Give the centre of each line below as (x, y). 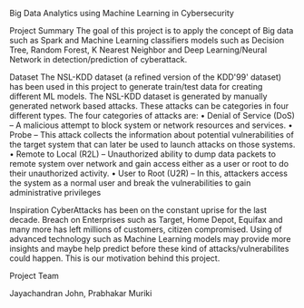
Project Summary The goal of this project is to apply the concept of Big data (152, 30)
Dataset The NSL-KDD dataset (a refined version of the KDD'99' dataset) (146, 77)
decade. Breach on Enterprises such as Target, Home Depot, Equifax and (146, 220)
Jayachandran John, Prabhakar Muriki (81, 293)
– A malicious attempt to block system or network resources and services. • (151, 125)
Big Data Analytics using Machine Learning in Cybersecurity (122, 13)
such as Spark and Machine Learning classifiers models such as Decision (147, 40)
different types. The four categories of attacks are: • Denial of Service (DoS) (152, 115)
